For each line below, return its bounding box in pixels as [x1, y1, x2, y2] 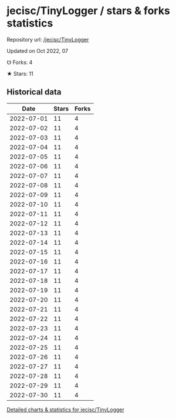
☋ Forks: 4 [6, 59, 33, 66]
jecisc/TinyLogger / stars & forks [6, 4, 171, 18]
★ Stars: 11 [6, 70, 34, 77]
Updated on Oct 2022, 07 [6, 47, 69, 54]
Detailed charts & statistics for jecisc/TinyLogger [6, 406, 125, 413]
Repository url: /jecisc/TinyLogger [6, 36, 89, 43]
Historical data [6, 87, 62, 97]
